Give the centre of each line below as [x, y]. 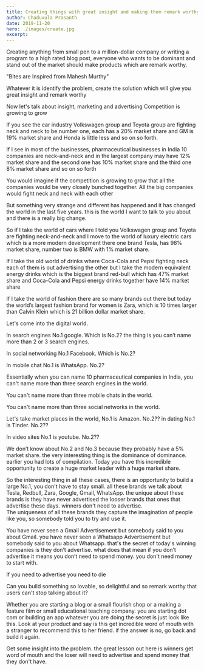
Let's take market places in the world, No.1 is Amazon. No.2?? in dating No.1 [101, 419]
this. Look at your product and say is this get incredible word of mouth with [100, 624]
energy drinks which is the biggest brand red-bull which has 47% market [98, 274]
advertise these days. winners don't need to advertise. [74, 506]
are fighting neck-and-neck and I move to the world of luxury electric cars [99, 236]
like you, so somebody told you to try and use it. [66, 519]
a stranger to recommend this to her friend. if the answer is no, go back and [101, 630]
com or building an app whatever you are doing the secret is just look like [98, 618]
